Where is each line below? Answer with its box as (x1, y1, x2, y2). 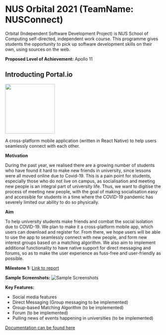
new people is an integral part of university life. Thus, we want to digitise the (5, 183, 161, 189)
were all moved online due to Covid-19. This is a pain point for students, (5, 172, 152, 178)
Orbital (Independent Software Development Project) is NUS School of (5, 30, 149, 36)
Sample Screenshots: (5, 274, 51, 280)
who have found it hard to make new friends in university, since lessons (5, 167, 151, 173)
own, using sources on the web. (5, 46, 70, 52)
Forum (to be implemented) (12, 310, 68, 316)
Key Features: (5, 284, 35, 290)
